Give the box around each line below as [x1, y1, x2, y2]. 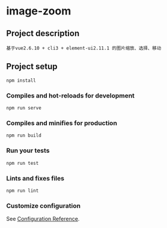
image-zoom [6, 4, 71, 18]
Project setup [6, 61, 58, 72]
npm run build [6, 132, 42, 139]
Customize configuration [6, 202, 81, 210]
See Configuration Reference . [6, 215, 80, 223]
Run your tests [6, 146, 50, 155]
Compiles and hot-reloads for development [6, 91, 135, 100]
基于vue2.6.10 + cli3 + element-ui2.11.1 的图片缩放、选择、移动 [6, 45, 162, 51]
